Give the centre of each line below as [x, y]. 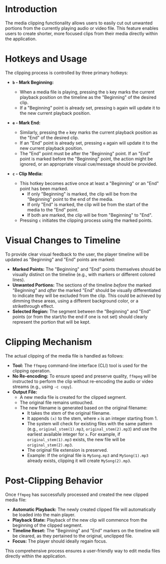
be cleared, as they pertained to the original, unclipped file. [73, 536]
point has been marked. [44, 188]
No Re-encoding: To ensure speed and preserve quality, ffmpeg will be [84, 376]
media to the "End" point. [53, 209]
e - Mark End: [26, 122]
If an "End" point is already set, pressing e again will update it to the [89, 143]
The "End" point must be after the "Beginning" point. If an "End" [85, 153]
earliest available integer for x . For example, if [74, 434]
